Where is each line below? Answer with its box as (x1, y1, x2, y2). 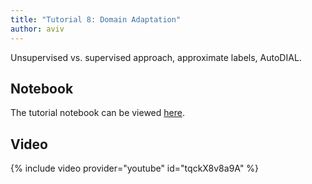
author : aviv (10, 24, 65, 34)
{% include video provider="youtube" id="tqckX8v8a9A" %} (10, 162, 260, 175)
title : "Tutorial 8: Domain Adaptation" (10, 14, 182, 25)
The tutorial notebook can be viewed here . (10, 107, 185, 119)
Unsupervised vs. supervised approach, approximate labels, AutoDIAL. (10, 51, 302, 63)
